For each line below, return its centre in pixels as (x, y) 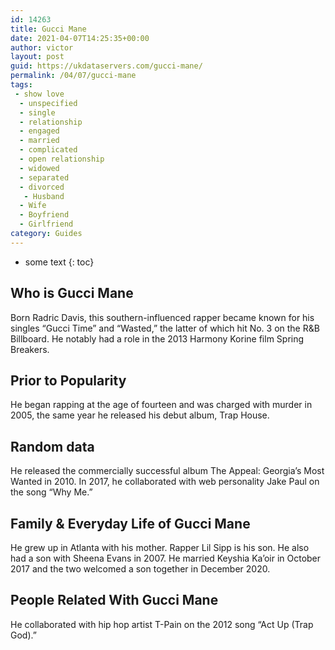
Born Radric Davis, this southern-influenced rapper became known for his (162, 317)
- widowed (39, 168)
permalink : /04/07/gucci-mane (73, 76)
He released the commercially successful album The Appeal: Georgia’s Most (167, 471)
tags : (21, 85)
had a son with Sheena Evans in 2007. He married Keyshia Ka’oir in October (166, 558)
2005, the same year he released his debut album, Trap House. (140, 415)
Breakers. (30, 349)
